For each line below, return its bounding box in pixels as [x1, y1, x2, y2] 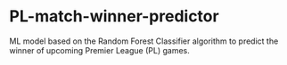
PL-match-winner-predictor [9, 6, 220, 27]
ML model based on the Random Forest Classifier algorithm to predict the [9, 36, 279, 46]
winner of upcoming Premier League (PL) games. [9, 45, 190, 55]
